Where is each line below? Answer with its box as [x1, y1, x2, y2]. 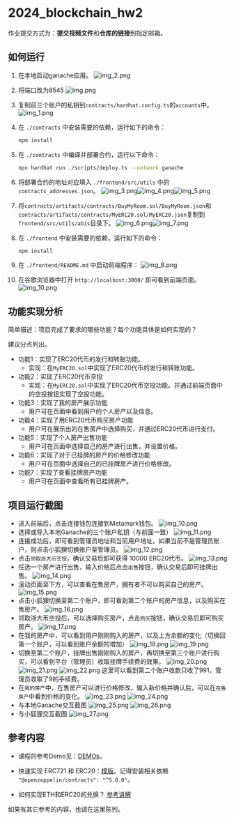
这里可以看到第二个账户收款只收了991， [101, 666, 216, 674]
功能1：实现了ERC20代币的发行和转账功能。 [17, 355, 145, 363]
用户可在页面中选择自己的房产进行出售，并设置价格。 [28, 442, 182, 450]
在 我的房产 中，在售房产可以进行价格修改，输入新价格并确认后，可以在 [17, 683, 217, 692]
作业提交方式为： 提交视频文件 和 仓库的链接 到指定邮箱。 [8, 29, 166, 37]
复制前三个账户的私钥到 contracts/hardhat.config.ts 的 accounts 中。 [17, 100, 213, 109]
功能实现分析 [8, 305, 63, 317]
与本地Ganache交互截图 [17, 701, 87, 709]
